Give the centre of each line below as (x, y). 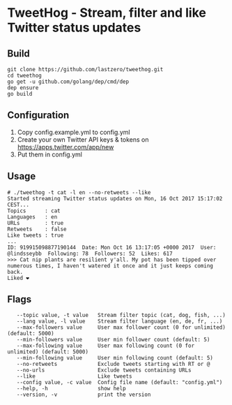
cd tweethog (24, 75)
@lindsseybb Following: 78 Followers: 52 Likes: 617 (90, 253)
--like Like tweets (74, 376)
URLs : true (36, 223)
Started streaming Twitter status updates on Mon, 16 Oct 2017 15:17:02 (115, 198)
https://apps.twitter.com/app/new (65, 147)
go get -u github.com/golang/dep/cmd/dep (68, 82)
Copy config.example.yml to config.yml (74, 132)
